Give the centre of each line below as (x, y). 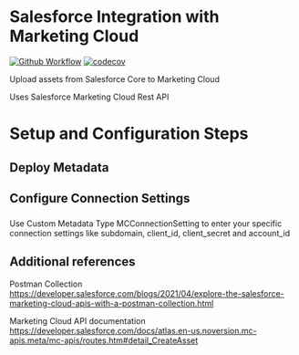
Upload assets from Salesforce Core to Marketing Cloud (115, 78)
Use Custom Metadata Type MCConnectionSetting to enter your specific (146, 223)
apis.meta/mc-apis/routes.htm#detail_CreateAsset (104, 340)
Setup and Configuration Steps (129, 134)
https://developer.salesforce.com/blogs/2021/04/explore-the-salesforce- (147, 293)
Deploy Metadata (59, 167)
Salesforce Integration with (114, 17)
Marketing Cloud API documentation (77, 320)
